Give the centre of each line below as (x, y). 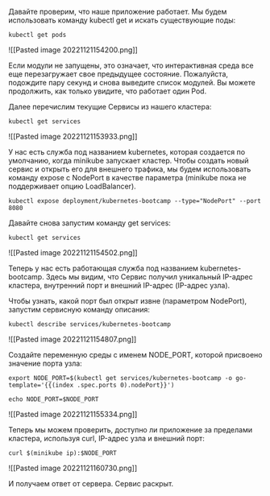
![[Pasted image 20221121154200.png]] (73, 50)
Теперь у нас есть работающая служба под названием (104, 268)
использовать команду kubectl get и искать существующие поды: (122, 20)
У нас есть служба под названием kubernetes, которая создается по (127, 152)
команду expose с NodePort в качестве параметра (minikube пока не (128, 178)
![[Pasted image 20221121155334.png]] (73, 414)
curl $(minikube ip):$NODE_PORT (62, 453)
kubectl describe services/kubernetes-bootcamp (90, 324)
